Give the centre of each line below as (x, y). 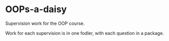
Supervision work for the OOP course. (45, 23)
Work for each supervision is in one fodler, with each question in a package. (84, 33)
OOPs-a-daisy (36, 9)
